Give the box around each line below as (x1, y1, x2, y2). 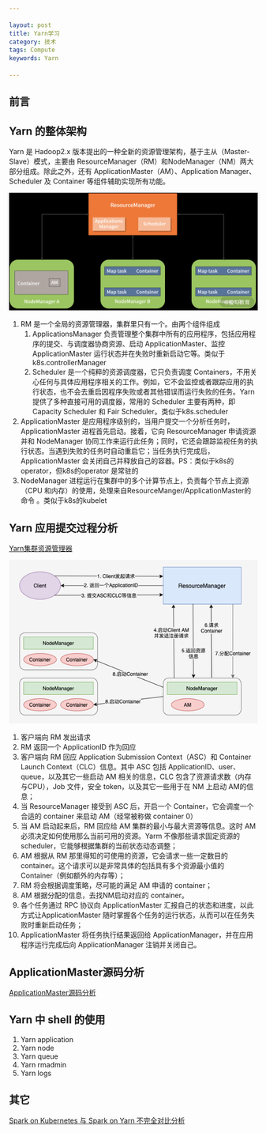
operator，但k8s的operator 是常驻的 (20, 466, 139, 476)
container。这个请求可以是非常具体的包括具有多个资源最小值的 (20, 861, 225, 871)
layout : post (9, 21, 52, 29)
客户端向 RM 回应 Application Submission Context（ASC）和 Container (20, 752, 252, 762)
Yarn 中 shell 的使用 (9, 1013, 106, 1027)
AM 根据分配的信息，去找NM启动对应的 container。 (20, 890, 189, 901)
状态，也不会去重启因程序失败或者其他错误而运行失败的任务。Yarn (39, 387, 255, 397)
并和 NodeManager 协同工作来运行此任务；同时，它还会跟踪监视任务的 (20, 436, 252, 446)
